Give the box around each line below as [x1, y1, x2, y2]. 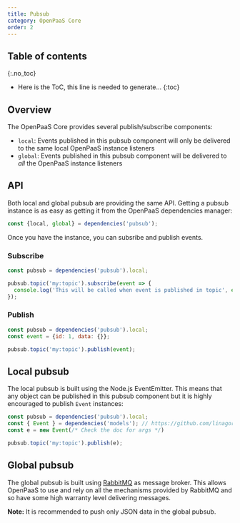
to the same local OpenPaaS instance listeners [17, 144, 155, 152]
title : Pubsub [7, 10, 50, 18]
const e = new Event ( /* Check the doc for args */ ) [7, 426, 164, 434]
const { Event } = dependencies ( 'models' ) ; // [7, 420, 149, 427]
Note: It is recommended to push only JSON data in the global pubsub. [7, 507, 216, 516]
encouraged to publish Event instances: [7, 400, 124, 408]
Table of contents [7, 50, 87, 62]
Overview [7, 103, 52, 116]
